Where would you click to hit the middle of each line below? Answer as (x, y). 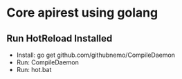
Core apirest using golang (82, 13)
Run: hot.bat (34, 70)
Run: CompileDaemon (47, 62)
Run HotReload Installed (60, 38)
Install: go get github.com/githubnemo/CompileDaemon (96, 55)
